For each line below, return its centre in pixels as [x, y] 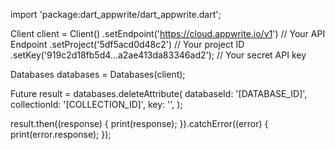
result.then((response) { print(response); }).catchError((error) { [139, 123]
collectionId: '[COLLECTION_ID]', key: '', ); [96, 104]
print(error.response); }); [61, 134]
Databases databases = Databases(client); [98, 74]
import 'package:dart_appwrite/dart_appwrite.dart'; [116, 14]
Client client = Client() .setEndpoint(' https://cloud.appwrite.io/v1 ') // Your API [168, 33]
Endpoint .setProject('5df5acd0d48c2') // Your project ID [127, 44]
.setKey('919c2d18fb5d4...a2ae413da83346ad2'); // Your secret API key [158, 55]
